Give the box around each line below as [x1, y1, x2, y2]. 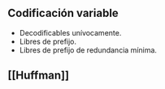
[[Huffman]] [7, 69, 70, 83]
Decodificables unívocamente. [19, 28, 122, 37]
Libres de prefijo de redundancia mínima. [19, 44, 158, 55]
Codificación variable [7, 6, 119, 20]
